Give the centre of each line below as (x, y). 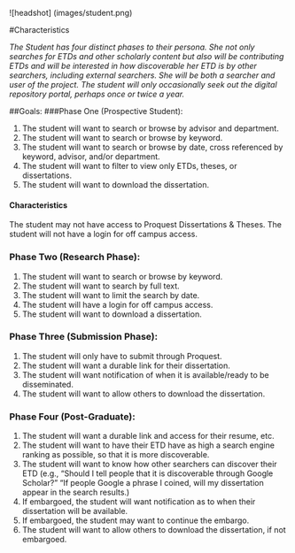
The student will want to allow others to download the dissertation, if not (154, 530)
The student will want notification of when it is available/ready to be (145, 374)
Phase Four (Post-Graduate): (72, 417)
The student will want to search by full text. (101, 286)
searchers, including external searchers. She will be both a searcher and (142, 75)
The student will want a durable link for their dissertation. (126, 365)
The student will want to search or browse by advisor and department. (150, 128)
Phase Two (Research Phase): (75, 257)
